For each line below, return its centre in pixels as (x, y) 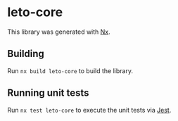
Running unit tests (48, 93)
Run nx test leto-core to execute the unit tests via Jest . (89, 110)
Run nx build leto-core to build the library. (70, 70)
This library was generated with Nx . (59, 32)
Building (26, 54)
